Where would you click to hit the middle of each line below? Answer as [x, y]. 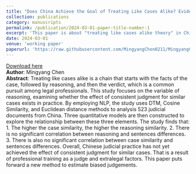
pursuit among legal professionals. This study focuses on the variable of [93, 90]
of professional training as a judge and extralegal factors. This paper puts [94, 158]
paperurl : [18, 49]
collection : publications [37, 17]
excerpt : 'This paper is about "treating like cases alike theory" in [94, 33]
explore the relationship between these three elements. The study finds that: [98, 121]
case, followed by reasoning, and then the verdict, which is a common [90, 84]
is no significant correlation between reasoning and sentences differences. [96, 134]
